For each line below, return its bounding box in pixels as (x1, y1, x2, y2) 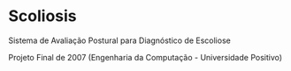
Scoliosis (8, 6, 77, 26)
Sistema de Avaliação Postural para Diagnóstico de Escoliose (8, 35, 231, 46)
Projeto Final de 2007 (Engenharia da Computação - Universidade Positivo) (8, 52, 283, 62)
